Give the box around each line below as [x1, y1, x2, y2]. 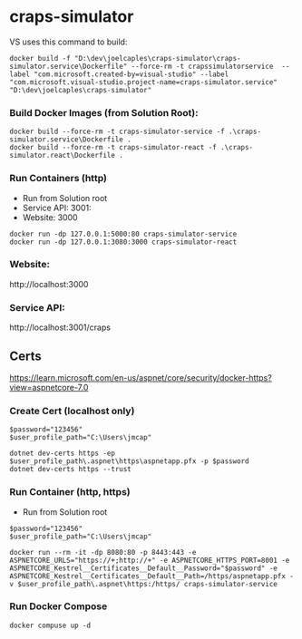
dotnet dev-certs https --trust [9, 465, 132, 474]
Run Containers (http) [9, 172, 107, 185]
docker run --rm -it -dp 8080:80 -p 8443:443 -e [9, 547, 197, 557]
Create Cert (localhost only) [9, 404, 135, 417]
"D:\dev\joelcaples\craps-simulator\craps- [73, 53, 242, 63]
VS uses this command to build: [9, 36, 128, 47]
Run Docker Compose [9, 600, 108, 613]
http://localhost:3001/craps [9, 322, 112, 333]
